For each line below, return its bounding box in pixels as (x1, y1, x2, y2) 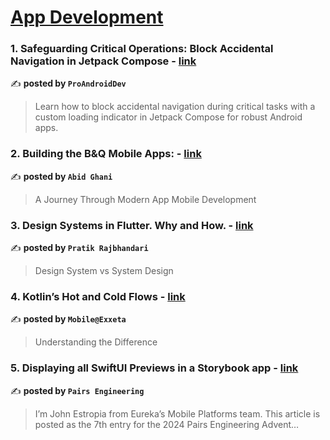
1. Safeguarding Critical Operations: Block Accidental (10, 42, 274, 56)
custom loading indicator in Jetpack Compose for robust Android (34, 111, 303, 123)
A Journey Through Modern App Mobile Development (34, 193, 257, 205)
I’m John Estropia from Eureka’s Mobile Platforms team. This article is (34, 407, 321, 420)
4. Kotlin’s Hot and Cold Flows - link (10, 290, 186, 303)
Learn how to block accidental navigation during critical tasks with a (34, 101, 316, 113)
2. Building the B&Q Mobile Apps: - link (10, 147, 202, 161)
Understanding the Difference (34, 336, 158, 348)
